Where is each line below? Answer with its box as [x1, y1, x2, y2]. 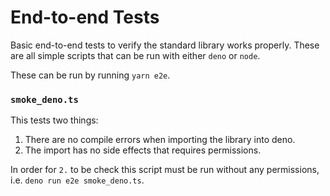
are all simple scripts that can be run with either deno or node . [10, 49, 261, 61]
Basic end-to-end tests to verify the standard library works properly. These [10, 39, 320, 51]
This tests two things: [10, 114, 99, 126]
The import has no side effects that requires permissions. [24, 144, 262, 156]
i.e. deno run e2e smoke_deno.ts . [10, 174, 145, 186]
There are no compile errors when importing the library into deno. [24, 134, 296, 146]
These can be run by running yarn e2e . [10, 69, 171, 81]
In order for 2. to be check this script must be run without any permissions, [10, 164, 320, 176]
